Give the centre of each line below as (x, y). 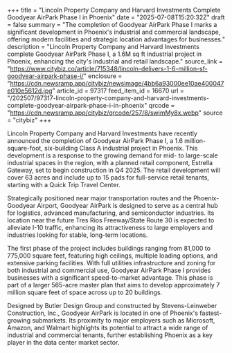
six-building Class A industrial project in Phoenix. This (121, 148)
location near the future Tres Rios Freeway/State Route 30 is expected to (111, 220)
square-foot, (25, 148)
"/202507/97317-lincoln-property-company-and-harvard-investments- (108, 98)
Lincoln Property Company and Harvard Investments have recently (102, 133)
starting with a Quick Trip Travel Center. (64, 185)
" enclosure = (103, 76)
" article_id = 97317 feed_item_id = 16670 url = (118, 90)
